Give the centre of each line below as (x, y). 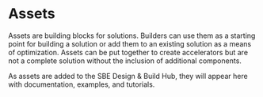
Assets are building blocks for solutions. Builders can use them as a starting (132, 35)
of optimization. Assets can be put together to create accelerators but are (128, 52)
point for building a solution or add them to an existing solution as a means (130, 43)
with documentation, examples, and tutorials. (82, 84)
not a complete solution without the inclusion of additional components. (125, 61)
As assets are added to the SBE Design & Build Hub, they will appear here (128, 76)
